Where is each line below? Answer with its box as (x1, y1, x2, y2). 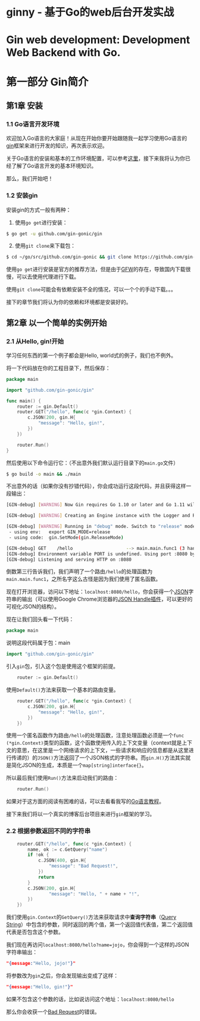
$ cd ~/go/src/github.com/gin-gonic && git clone (6, 254, 132, 260)
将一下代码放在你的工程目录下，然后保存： (6, 364, 111, 371)
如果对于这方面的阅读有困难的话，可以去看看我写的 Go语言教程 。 (6, 798, 165, 805)
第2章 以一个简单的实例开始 (6, 318, 107, 328)
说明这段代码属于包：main (6, 639, 70, 647)
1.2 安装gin (6, 192, 38, 200)
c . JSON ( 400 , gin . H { (37, 857, 86, 863)
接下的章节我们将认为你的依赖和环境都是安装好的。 (6, 299, 132, 306)
